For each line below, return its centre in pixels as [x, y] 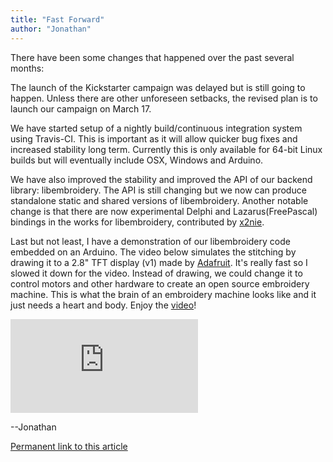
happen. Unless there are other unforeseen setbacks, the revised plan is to [164, 98]
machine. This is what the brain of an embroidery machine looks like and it [163, 294]
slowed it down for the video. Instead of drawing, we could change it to [156, 273]
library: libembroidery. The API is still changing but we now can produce [158, 190]
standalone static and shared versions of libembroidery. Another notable [159, 200]
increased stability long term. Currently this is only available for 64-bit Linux [166, 149]
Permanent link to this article [69, 446]
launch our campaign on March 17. [81, 108]
